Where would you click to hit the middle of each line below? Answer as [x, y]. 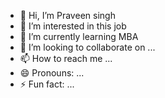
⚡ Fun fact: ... [47, 84]
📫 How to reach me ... [66, 58]
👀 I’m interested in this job [73, 26]
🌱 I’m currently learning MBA [79, 36]
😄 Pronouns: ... [52, 73]
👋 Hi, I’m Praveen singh [67, 15]
